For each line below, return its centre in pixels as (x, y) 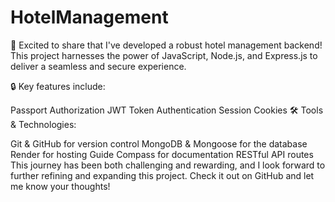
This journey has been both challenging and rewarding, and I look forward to (168, 165)
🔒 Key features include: (58, 86)
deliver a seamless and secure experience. (98, 66)
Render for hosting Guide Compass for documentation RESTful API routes (162, 154)
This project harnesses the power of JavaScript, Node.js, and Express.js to (164, 55)
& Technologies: (43, 124)
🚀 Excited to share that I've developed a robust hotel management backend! (166, 45)
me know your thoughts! (60, 186)
